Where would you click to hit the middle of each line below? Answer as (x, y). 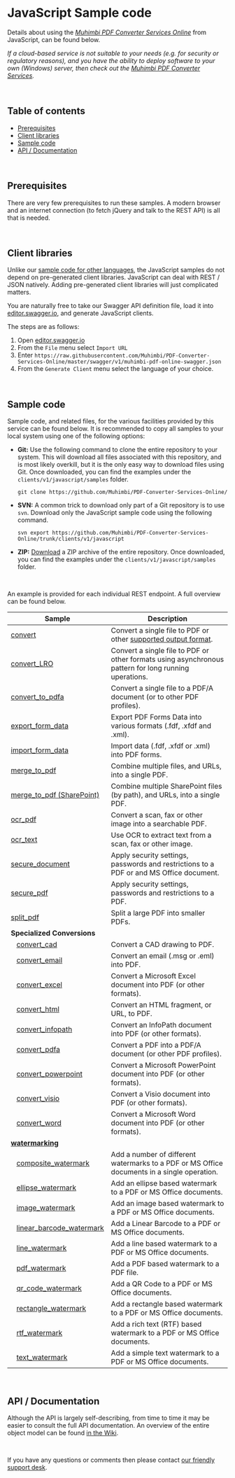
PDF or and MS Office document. (165, 873)
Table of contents (46, 111)
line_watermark (42, 1248)
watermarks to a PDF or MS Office (167, 1163)
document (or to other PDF (155, 697)
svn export (33, 533)
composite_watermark (53, 1163)
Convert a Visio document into (161, 1095)
